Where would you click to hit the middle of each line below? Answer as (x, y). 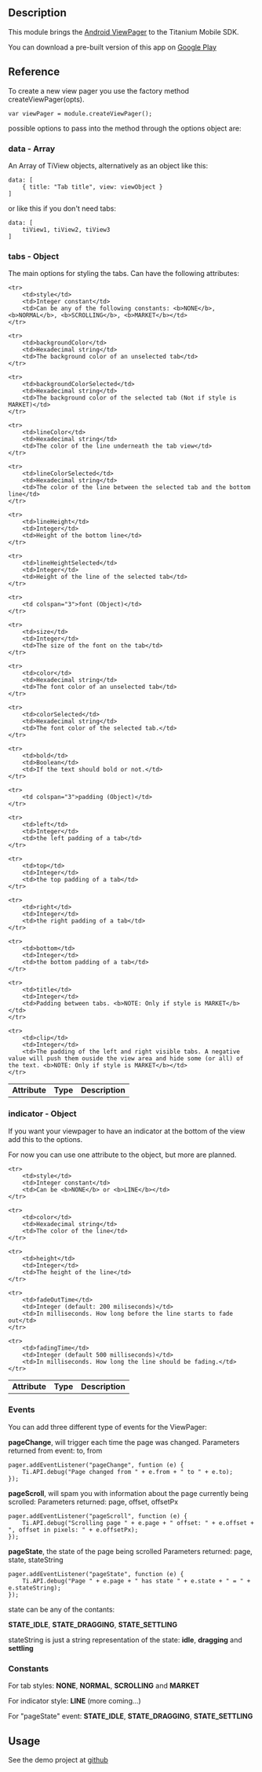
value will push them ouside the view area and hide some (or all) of (126, 1059)
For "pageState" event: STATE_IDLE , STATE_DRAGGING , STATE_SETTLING (131, 1716)
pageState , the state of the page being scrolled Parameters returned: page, (130, 1551)
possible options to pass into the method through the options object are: (125, 128)
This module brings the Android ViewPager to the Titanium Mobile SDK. (124, 31)
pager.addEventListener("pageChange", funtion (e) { (96, 1465)
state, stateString (36, 1560)
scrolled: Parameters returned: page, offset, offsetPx (93, 1501)
